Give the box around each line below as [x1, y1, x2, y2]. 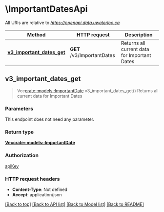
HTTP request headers [5, 175, 60, 182]
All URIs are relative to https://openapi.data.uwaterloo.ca [5, 20, 120, 26]
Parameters [5, 105, 33, 112]
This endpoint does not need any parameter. [5, 116, 94, 122]
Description [124, 31, 153, 38]
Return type [5, 129, 34, 135]
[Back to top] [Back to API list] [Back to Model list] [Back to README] [5, 201, 144, 207]
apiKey [5, 163, 19, 169]
